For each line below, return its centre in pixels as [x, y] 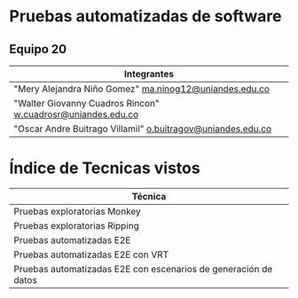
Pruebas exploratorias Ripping [77, 225]
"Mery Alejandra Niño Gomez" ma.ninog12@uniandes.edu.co [142, 89]
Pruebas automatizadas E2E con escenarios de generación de [143, 269]
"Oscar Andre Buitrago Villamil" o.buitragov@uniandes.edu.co [143, 129]
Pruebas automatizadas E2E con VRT [91, 255]
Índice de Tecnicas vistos [105, 168]
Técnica [149, 196]
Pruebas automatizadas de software [145, 16]
